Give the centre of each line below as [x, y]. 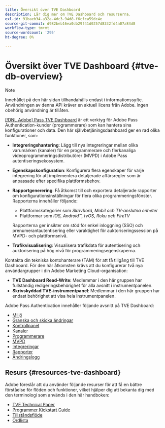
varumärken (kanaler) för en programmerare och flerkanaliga [74, 150]
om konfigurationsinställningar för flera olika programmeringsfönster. [82, 195]
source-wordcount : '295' [31, 33]
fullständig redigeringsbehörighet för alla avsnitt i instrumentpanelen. [82, 285]
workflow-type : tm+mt [27, 28]
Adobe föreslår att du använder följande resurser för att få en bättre [74, 384]
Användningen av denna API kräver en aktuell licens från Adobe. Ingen [77, 105]
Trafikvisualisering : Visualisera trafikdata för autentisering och [76, 245]
